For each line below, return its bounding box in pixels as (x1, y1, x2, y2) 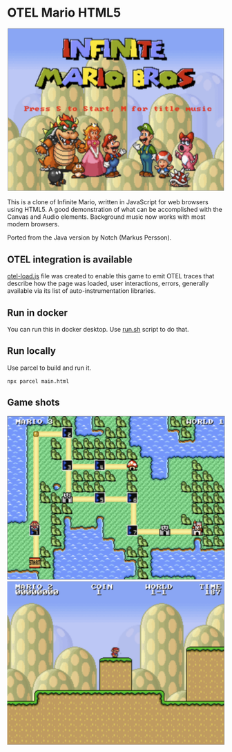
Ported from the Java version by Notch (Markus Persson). (7, 233, 172, 242)
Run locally (7, 345, 57, 357)
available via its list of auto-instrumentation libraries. (7, 287, 156, 295)
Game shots (7, 397, 60, 409)
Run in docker (7, 307, 68, 319)
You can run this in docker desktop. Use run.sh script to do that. (7, 325, 189, 334)
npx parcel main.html (7, 377, 70, 385)
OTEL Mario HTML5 (7, 5, 122, 21)
